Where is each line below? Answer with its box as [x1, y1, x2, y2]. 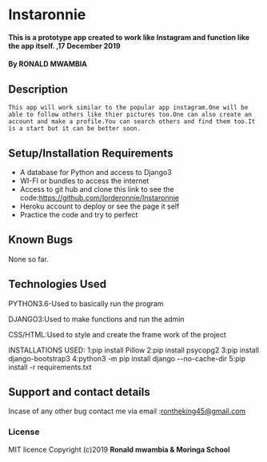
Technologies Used [8, 277, 106, 291]
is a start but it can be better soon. [8, 125, 141, 133]
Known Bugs [8, 233, 74, 247]
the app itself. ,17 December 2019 [8, 41, 122, 50]
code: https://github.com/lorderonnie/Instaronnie [19, 193, 180, 202]
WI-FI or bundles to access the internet [19, 176, 149, 185]
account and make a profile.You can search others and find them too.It [8, 117, 256, 125]
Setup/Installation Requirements [8, 146, 173, 160]
